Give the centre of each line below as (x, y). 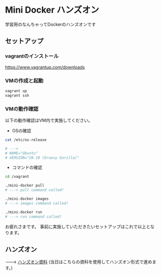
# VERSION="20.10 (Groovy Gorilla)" (42, 158)
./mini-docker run (24, 212)
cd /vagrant (17, 177)
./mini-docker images (27, 199)
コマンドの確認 (27, 168)
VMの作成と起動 (24, 81)
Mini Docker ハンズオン (52, 10)
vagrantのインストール (32, 56)
